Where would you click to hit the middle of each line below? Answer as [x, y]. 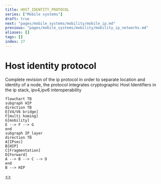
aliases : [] [17, 32]
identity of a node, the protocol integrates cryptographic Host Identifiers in [81, 84]
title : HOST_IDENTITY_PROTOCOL [37, 10]
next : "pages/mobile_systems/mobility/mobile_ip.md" [60, 23]
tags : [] [14, 37]
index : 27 [15, 42]
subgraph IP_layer [24, 133]
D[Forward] [16, 155]
